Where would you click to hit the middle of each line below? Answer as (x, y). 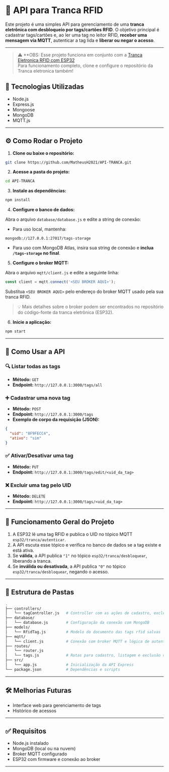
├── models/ (18, 627)
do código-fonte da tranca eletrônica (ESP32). (65, 313)
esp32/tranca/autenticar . (39, 540)
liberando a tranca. (32, 561)
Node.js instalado (31, 743)
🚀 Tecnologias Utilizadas (45, 87)
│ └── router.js (24, 651)
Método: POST (27, 408)
